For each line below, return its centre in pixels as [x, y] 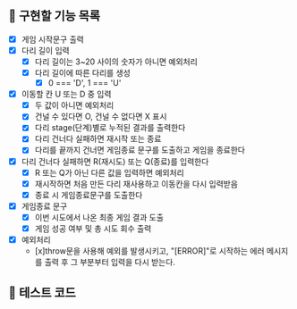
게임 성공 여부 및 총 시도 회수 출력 [93, 228]
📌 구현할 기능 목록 [54, 16]
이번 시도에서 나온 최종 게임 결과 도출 [99, 217]
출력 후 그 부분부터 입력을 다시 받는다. [110, 262]
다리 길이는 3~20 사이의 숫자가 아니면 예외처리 [116, 62]
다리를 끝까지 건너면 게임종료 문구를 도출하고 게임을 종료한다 [140, 150]
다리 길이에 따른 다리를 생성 [82, 73]
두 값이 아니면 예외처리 [74, 105]
